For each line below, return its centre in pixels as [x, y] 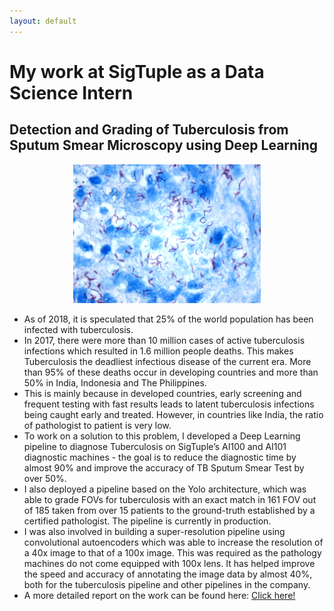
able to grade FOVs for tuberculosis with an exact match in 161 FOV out [170, 499]
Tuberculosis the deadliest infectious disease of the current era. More [167, 361]
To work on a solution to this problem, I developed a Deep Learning [162, 436]
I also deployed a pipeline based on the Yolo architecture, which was [165, 489]
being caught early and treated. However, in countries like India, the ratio [173, 414]
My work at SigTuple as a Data [137, 71]
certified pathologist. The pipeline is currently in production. [147, 521]
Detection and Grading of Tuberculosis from [149, 130]
